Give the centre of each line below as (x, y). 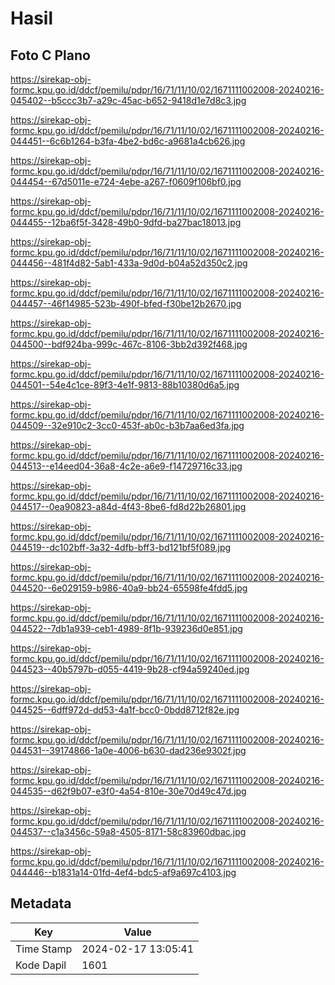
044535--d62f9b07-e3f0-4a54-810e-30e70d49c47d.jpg (128, 791)
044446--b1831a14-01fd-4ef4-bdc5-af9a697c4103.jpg (123, 872)
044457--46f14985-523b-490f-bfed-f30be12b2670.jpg (126, 303)
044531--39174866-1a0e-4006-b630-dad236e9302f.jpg (128, 750)
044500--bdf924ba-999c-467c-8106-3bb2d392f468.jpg (129, 344)
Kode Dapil (41, 965)
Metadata (41, 903)
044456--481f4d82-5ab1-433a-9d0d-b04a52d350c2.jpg (129, 263)
